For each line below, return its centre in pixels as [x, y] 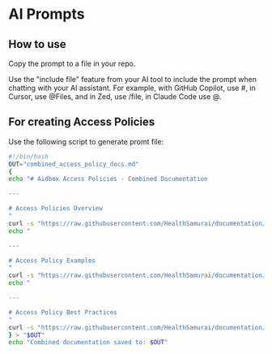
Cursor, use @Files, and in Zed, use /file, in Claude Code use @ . [115, 97]
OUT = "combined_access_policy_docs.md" [74, 164]
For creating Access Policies [82, 122]
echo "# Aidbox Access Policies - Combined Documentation [108, 179]
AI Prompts [47, 14]
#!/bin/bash [28, 156]
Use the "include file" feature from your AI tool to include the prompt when [133, 79]
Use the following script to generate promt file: [86, 141]
